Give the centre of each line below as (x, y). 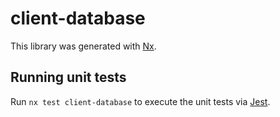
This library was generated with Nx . (83, 46)
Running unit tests (68, 77)
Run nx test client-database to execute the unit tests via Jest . (140, 101)
